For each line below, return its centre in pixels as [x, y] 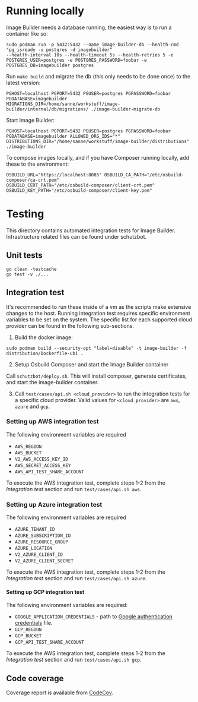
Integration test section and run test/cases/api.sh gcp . [74, 660]
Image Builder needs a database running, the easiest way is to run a [89, 27]
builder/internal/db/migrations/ [47, 109]
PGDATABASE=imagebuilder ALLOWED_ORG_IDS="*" [63, 136]
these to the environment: [38, 164]
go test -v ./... [28, 274]
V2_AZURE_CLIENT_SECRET [44, 561]
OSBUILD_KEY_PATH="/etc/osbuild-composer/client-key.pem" [79, 190]
